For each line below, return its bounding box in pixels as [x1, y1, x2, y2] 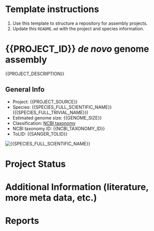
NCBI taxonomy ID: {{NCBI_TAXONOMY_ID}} [12, 125, 105, 132]
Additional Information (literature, [5, 182, 149, 193]
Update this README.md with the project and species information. [12, 25, 144, 31]
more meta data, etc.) [5, 192, 97, 204]
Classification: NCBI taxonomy [12, 120, 76, 126]
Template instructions [5, 4, 99, 15]
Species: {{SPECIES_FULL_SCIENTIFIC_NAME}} [12, 104, 112, 110]
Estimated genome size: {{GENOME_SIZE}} [12, 114, 102, 121]
